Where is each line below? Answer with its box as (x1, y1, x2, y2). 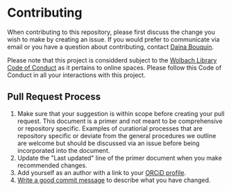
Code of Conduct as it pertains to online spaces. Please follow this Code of (7, 63, 222, 72)
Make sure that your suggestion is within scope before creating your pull (17, 109, 225, 117)
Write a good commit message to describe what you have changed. (17, 176, 211, 184)
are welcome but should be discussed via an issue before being (17, 139, 200, 147)
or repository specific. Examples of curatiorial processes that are (17, 124, 203, 133)
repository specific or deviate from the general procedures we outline (17, 131, 216, 140)
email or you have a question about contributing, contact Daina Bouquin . (7, 42, 214, 51)
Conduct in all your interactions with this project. (7, 71, 146, 79)
